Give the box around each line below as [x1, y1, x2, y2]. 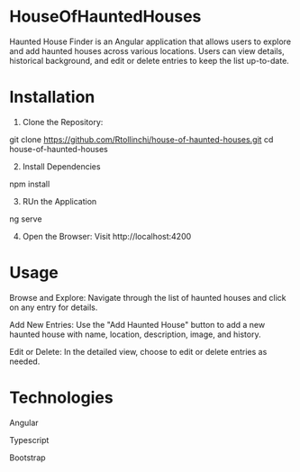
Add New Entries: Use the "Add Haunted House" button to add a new [9, 319, 266, 330]
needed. [9, 356, 41, 367]
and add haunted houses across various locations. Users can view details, [9, 45, 286, 56]
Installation [9, 87, 95, 107]
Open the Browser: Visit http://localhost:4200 [22, 231, 192, 241]
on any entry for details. [9, 302, 98, 313]
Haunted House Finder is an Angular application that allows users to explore [9, 36, 291, 47]
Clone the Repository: [22, 116, 104, 127]
